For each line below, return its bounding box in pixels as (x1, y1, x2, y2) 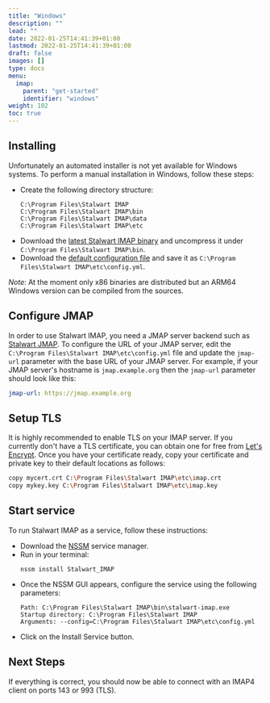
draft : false (8, 49, 52, 57)
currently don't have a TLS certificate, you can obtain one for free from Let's (8, 441, 263, 451)
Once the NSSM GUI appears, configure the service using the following (19, 579, 257, 589)
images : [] (8, 57, 45, 65)
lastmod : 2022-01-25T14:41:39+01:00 (8, 42, 131, 50)
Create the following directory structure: (19, 185, 154, 195)
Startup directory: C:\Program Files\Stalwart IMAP (19, 610, 197, 618)
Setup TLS (8, 411, 62, 425)
